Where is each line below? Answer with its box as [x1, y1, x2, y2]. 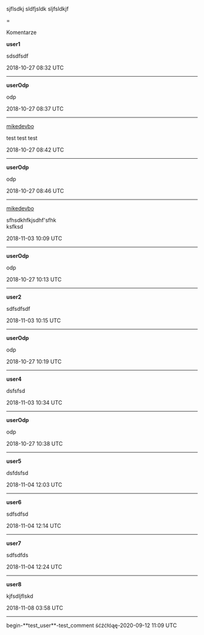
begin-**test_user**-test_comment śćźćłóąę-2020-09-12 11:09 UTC [6, 622, 177, 629]
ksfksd [6, 223, 23, 230]
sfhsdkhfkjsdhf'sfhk [6, 217, 56, 224]
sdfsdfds [6, 552, 29, 558]
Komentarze [6, 29, 37, 36]
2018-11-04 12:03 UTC [6, 481, 63, 488]
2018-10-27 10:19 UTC [6, 358, 62, 365]
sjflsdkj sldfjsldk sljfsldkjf [6, 5, 69, 12]
